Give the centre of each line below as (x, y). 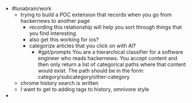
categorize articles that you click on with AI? (83, 46)
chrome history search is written (59, 83)
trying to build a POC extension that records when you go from (96, 15)
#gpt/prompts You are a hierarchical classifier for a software (110, 52)
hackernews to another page (55, 21)
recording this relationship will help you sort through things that (106, 27)
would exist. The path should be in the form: (91, 71)
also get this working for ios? (64, 40)
